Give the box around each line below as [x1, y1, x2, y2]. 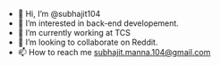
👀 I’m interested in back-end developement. [17, 18, 179, 29]
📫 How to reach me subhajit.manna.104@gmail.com [17, 47, 211, 57]
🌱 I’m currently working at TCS [17, 28, 131, 37]
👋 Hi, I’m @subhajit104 [17, 9, 101, 19]
